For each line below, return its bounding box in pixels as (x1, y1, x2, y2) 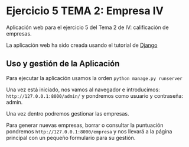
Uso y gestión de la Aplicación (6, 59, 120, 69)
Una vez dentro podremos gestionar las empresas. (6, 110, 129, 117)
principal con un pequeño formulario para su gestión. (6, 134, 136, 141)
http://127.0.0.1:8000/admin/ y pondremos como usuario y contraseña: (6, 92, 184, 99)
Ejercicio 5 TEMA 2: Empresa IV (6, 4, 164, 18)
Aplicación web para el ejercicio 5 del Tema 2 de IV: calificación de (6, 24, 170, 31)
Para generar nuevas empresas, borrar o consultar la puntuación (6, 122, 164, 129)
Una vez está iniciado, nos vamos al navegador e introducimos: (6, 86, 161, 93)
